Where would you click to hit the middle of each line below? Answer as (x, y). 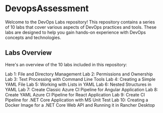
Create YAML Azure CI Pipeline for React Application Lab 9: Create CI (75, 94)
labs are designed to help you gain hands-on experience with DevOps (75, 32)
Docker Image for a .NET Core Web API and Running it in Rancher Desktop (80, 105)
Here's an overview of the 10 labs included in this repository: (66, 64)
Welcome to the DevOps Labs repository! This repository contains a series (80, 22)
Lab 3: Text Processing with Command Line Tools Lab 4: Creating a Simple (80, 79)
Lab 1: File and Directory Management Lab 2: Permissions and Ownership (79, 74)
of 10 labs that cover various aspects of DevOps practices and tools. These (81, 27)
